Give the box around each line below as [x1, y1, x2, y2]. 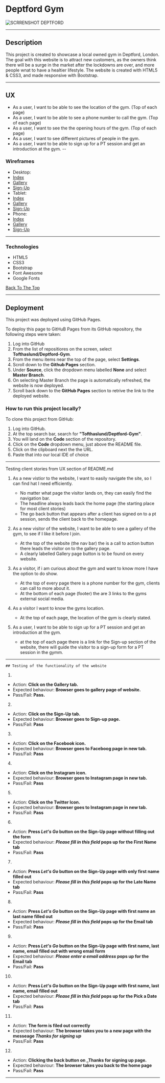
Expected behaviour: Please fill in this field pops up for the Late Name [12, 879, 156, 885]
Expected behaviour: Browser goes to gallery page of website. [12, 687, 141, 693]
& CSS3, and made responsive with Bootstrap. [5, 72, 98, 78]
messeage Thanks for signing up [12, 1033, 82, 1039]
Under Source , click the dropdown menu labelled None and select [12, 367, 147, 373]
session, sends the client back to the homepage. [20, 516, 118, 522]
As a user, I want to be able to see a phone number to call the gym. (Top [12, 114, 158, 121]
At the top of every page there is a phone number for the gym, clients [20, 580, 160, 586]
